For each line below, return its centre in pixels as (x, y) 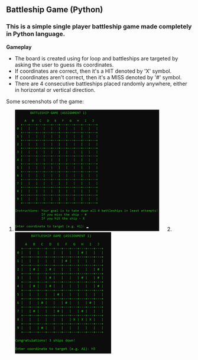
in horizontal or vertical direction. (55, 90)
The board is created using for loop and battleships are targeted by (96, 58)
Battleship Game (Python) (55, 10)
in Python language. (36, 34)
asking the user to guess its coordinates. (64, 65)
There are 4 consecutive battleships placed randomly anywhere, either (101, 83)
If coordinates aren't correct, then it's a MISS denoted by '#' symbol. (98, 77)
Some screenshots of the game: (45, 101)
